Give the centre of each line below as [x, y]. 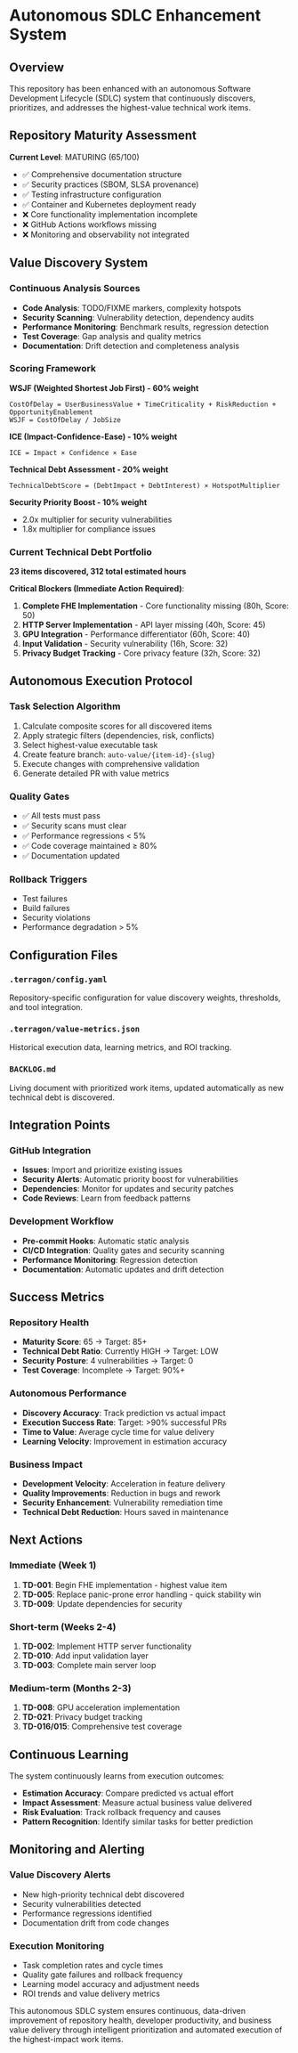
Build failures [46, 908]
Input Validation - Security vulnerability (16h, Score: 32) [125, 644]
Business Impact [46, 1464]
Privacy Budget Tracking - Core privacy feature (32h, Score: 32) [141, 653]
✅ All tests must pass [61, 816]
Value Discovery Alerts [60, 1875]
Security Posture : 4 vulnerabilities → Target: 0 [108, 1361]
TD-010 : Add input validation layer [85, 1655]
